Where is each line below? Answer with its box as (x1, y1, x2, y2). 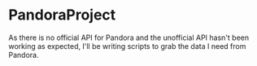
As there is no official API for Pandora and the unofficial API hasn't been (8, 33, 250, 42)
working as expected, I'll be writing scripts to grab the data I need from (8, 41, 246, 51)
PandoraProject (8, 6, 116, 24)
